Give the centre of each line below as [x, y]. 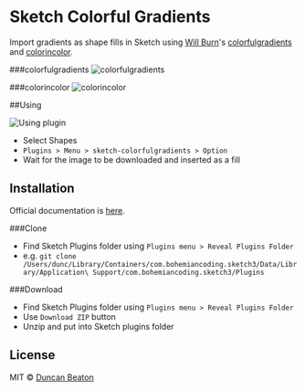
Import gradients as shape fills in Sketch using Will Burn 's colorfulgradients [151, 42]
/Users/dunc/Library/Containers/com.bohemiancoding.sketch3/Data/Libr [160, 264]
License [32, 355]
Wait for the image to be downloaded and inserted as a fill [131, 159]
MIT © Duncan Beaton [52, 377]
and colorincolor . [41, 51]
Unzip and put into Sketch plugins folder [99, 326]
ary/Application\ [56, 272]
